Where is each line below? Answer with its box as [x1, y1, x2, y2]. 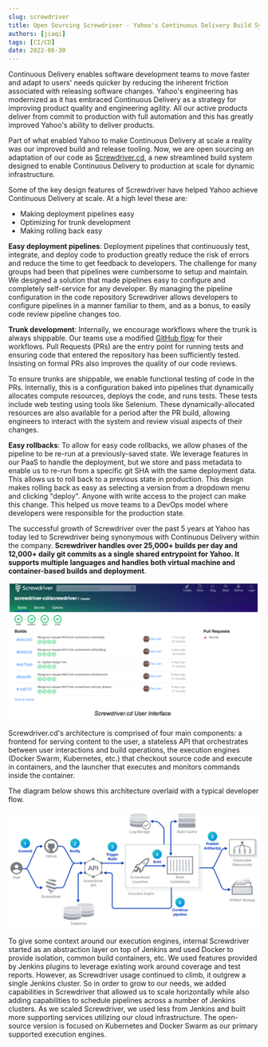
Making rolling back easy [19, 226, 103, 235]
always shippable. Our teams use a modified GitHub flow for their [8, 334, 223, 343]
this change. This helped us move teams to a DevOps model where [8, 500, 229, 510]
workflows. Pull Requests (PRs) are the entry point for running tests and [8, 342, 244, 351]
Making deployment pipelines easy [19, 209, 135, 219]
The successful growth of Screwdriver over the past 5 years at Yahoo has [8, 523, 250, 534]
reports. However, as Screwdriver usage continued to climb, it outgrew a [8, 970, 246, 979]
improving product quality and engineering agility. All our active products [8, 104, 248, 113]
